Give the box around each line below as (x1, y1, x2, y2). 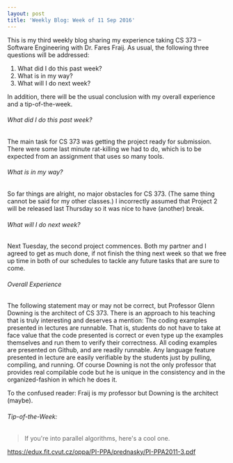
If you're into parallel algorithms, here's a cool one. (24, 434, 170, 442)
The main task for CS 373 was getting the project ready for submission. (7, 137, 212, 146)
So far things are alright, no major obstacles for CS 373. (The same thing (7, 189, 216, 198)
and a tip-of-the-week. (7, 100, 73, 108)
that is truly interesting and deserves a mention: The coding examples (7, 316, 207, 324)
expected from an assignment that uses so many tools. (7, 152, 165, 160)
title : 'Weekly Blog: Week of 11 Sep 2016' (7, 17, 136, 24)
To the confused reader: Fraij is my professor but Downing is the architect (7, 389, 219, 398)
